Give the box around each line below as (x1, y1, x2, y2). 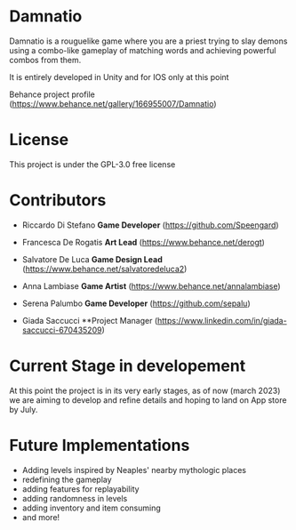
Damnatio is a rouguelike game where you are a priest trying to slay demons (9, 36, 288, 46)
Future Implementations (9, 435, 190, 455)
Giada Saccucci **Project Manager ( (21, 315, 158, 325)
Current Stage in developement (9, 356, 246, 375)
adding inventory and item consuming (21, 502, 162, 513)
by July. (9, 404, 38, 414)
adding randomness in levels (21, 493, 128, 503)
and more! (21, 511, 60, 522)
